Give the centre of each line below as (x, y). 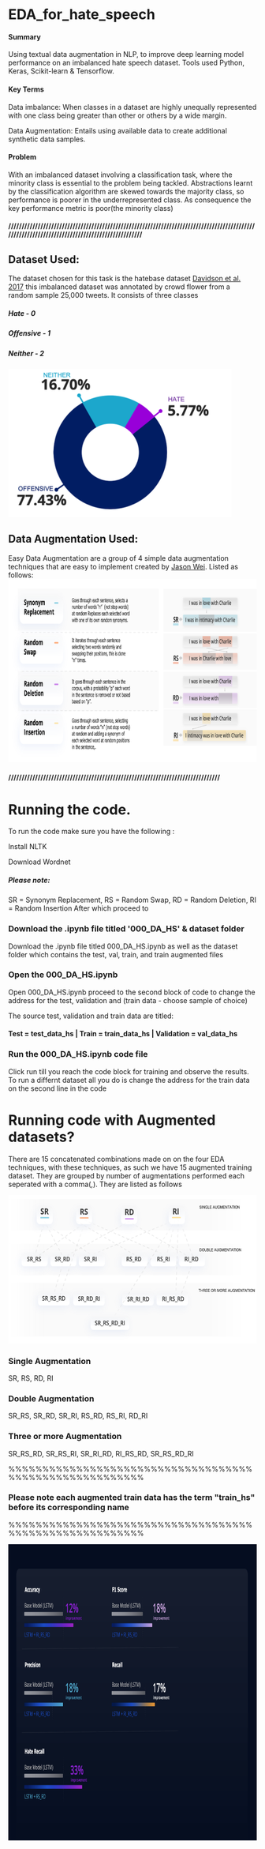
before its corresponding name (69, 1508)
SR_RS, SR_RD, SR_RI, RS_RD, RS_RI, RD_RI (78, 1416)
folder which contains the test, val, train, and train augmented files (116, 954)
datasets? (41, 1137)
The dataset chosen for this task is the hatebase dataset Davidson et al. (125, 279)
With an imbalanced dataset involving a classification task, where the (120, 175)
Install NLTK (28, 847)
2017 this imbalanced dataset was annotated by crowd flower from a (119, 287)
